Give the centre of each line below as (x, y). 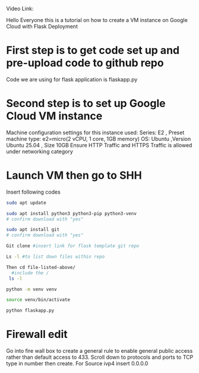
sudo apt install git (33, 230)
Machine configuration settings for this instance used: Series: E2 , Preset (95, 132)
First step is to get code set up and (93, 50)
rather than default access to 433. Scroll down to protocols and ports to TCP (100, 357)
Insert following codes (33, 192)
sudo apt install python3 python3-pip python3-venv (71, 213)
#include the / (30, 273)
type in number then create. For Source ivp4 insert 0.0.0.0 (77, 363)
